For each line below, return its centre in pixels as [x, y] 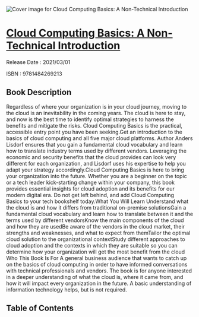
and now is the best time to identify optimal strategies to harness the [90, 119]
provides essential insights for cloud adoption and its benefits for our [91, 188]
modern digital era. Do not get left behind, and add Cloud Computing [90, 195]
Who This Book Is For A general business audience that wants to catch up [97, 258]
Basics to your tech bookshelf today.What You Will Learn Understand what [97, 201]
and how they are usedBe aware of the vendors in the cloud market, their [96, 226]
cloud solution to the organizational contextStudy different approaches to [96, 239]
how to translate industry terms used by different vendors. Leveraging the [97, 151]
